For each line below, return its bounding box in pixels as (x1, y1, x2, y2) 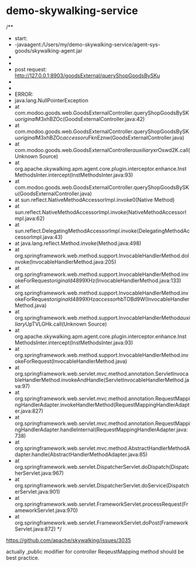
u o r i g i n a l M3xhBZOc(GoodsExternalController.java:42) (14, 115, 145, 122)
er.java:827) (14, 407, 44, 414)
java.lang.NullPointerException (14, 96, 89, 103)
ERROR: (14, 91, 33, 98)
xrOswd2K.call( (153, 146, 190, 153)
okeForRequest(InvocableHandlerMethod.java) (14, 358, 128, 365)
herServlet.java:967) (14, 469, 64, 476)
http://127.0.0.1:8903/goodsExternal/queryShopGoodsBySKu (14, 72, 160, 79)
